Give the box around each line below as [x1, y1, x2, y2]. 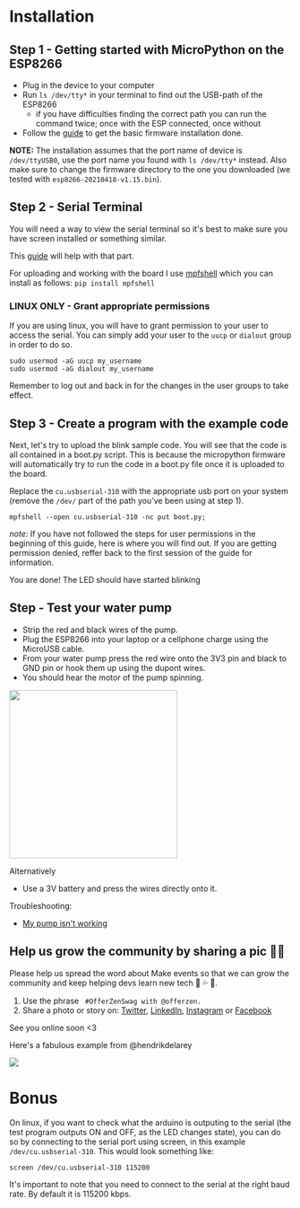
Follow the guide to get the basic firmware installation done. [21, 128, 244, 138]
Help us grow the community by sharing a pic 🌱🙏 [9, 944, 286, 959]
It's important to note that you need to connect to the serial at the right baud [9, 1179, 290, 1190]
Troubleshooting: [9, 900, 73, 911]
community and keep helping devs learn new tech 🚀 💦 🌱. [9, 977, 218, 988]
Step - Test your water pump [9, 600, 173, 616]
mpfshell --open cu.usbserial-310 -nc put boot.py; [9, 512, 206, 522]
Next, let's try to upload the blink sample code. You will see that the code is [9, 439, 287, 450]
